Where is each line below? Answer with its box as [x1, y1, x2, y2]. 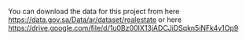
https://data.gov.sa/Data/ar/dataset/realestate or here [8, 15, 182, 24]
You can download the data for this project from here [8, 7, 180, 16]
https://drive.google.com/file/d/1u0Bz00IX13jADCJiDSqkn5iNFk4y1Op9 [8, 24, 239, 32]
